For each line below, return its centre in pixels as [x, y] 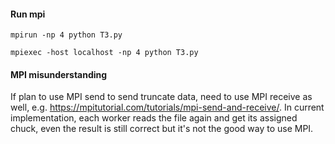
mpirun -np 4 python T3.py [66, 35]
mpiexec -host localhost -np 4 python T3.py [104, 53]
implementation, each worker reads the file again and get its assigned [154, 118]
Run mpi [28, 14]
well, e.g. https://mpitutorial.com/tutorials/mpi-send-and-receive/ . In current [167, 107]
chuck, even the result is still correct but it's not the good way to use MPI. [162, 129]
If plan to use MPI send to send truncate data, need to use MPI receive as [161, 97]
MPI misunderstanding [59, 74]
